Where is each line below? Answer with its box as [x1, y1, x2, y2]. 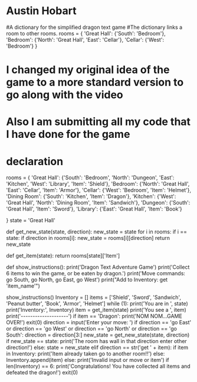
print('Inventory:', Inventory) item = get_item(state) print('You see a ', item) [6, 307, 187, 314]
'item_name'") [6, 282, 40, 289]
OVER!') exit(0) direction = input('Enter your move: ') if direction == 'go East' [6, 319, 192, 326]
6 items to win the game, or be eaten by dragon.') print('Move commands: [6, 270, 186, 277]
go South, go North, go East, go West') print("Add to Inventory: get [6, 276, 168, 284]
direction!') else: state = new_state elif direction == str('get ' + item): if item [6, 344, 189, 351]
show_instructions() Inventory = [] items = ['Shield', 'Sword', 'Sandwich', [6, 294, 182, 301]
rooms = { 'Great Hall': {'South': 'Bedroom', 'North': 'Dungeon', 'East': [6, 174, 175, 181]
